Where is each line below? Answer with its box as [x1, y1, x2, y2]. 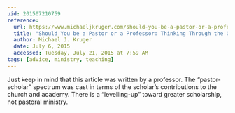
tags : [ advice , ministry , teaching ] [7, 56, 114, 63]
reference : [7, 17, 39, 24]
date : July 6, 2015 [13, 43, 71, 50]
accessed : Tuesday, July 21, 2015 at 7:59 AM [13, 50, 149, 57]
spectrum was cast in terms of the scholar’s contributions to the [32, 82, 218, 91]
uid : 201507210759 [7, 10, 61, 18]
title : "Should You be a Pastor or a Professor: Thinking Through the [13, 29, 224, 37]
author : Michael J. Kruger [13, 36, 92, 44]
